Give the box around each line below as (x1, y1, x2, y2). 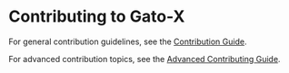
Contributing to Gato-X (8, 6, 185, 27)
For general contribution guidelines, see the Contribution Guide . (8, 36, 247, 47)
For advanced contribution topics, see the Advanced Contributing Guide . (8, 53, 281, 64)
